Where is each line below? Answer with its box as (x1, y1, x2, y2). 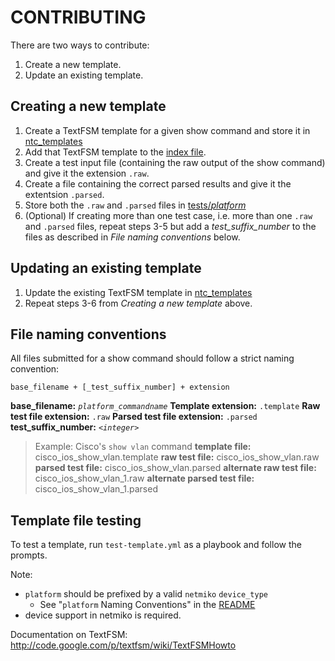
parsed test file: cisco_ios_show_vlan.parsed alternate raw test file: (34, 462, 317, 474)
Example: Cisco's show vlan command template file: (34, 441, 252, 453)
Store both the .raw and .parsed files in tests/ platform (24, 199, 247, 211)
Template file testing (10, 512, 142, 529)
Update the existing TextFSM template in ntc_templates (24, 286, 253, 298)
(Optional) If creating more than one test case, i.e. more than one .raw (24, 209, 313, 221)
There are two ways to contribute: (10, 39, 150, 51)
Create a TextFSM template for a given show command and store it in (24, 124, 311, 136)
